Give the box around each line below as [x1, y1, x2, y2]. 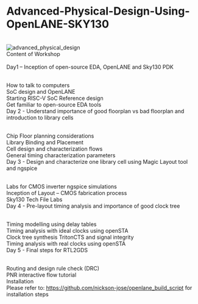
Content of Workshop [6, 50, 61, 57]
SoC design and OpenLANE [6, 88, 76, 95]
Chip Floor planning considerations [6, 132, 94, 140]
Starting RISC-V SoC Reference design [6, 94, 104, 102]
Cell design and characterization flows [6, 145, 103, 152]
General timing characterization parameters [6, 151, 116, 159]
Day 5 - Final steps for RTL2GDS [6, 246, 88, 253]
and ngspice [6, 164, 38, 172]
